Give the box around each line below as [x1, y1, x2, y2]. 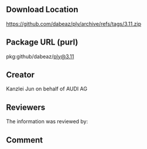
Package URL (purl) [6, 38, 78, 48]
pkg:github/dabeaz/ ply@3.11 [6, 53, 74, 60]
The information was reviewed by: [6, 118, 88, 125]
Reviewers [6, 102, 46, 112]
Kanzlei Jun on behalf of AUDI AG [6, 85, 88, 93]
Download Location [6, 5, 78, 15]
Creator [6, 70, 35, 80]
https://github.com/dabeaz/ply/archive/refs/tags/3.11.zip [6, 20, 142, 27]
